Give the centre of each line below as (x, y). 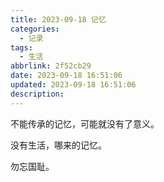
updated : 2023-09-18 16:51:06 (73, 85)
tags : (21, 47)
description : (37, 94)
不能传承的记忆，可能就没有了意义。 (85, 123)
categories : (35, 29)
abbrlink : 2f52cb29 (51, 66)
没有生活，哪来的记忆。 (58, 145)
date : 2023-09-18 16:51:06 (66, 76)
